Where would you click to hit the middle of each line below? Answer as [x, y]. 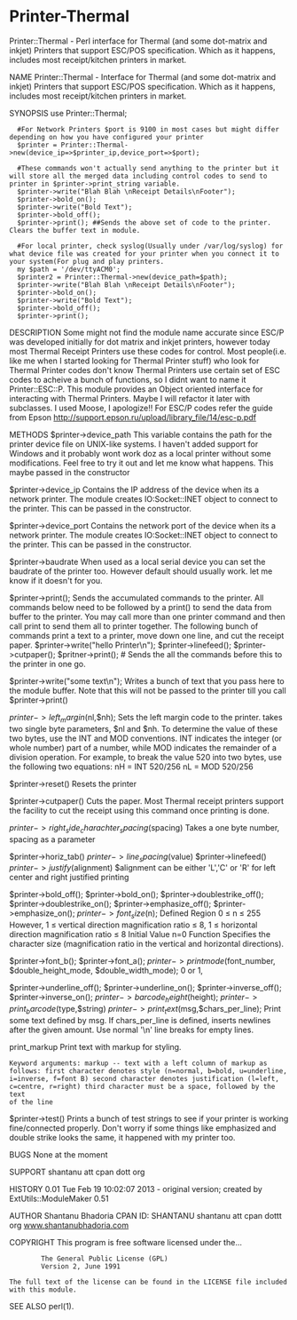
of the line [31, 1102]
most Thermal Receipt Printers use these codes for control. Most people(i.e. [148, 351]
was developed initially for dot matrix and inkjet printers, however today [140, 342]
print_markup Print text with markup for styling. [95, 1046]
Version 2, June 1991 [81, 1266]
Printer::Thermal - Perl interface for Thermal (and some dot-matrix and [138, 41]
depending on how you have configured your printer [106, 137]
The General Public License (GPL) [105, 1259]
